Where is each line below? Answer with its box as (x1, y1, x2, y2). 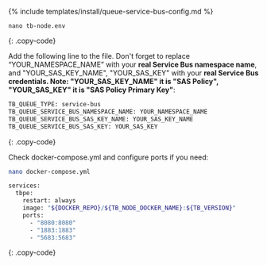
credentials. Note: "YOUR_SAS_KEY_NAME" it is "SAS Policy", (8, 77, 219, 86)
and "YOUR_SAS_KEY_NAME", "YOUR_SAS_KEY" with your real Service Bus (8, 68, 259, 78)
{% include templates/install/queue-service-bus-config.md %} (8, 7, 214, 16)
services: (8, 182, 41, 190)
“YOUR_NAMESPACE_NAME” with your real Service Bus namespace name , (8, 60, 257, 69)
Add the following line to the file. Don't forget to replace (8, 52, 191, 60)
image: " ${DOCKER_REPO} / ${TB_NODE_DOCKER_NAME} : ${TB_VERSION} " (22, 204, 237, 212)
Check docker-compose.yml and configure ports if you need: (8, 152, 209, 162)
